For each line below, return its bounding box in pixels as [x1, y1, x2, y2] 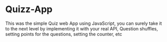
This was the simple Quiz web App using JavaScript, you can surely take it [5, 20, 162, 26]
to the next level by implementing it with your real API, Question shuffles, [5, 25, 158, 31]
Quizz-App [5, 4, 53, 15]
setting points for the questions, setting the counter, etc [5, 31, 123, 37]
